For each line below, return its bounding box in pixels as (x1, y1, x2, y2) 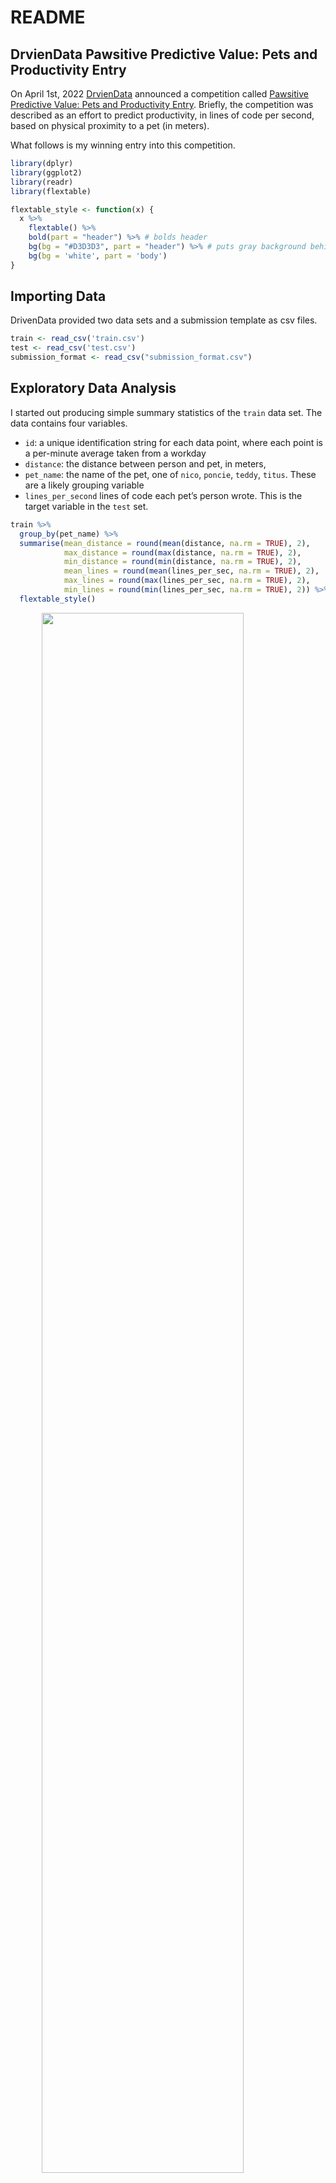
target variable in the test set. (24, 500, 149, 512)
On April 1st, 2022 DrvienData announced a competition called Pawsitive (10, 88, 309, 100)
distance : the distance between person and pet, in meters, (24, 457, 267, 470)
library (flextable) (10, 186, 92, 196)
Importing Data (10, 288, 107, 305)
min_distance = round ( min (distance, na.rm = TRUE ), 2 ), (63, 557, 302, 567)
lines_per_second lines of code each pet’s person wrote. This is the (24, 489, 303, 501)
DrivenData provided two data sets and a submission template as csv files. (10, 314, 318, 326)
